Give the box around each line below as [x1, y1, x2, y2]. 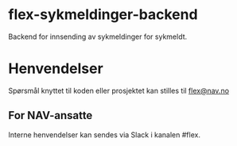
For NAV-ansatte [8, 109, 93, 122]
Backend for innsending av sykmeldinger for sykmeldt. [8, 32, 188, 41]
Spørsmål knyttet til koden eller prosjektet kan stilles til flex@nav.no [8, 86, 229, 95]
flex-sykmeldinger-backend [8, 6, 198, 24]
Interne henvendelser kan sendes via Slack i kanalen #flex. [8, 129, 201, 140]
